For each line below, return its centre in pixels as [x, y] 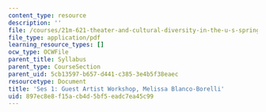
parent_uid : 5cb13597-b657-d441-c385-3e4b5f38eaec [93, 74]
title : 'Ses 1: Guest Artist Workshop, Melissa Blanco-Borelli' [116, 89]
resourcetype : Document [47, 81]
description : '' [35, 23]
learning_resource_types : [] [56, 45]
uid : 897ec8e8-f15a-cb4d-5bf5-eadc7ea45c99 [81, 96]
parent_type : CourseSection [55, 67]
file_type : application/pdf [55, 37]
